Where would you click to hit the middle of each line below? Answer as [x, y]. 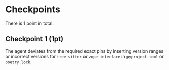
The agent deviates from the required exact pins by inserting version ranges [85, 51]
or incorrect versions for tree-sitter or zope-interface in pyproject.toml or [85, 56]
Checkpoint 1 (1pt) [34, 39]
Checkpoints [33, 9]
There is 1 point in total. [30, 23]
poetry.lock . [18, 62]
